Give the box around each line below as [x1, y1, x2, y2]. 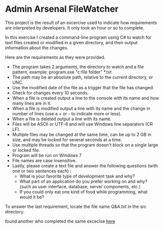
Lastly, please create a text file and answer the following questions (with [12, 163, 158, 169]
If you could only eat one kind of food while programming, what [19, 189, 148, 195]
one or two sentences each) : [12, 168, 72, 174]
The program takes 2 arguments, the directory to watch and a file [12, 64, 144, 70]
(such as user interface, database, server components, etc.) [19, 183, 141, 189]
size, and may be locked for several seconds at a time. [12, 136, 122, 143]
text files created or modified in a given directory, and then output [5, 39, 138, 45]
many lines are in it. [12, 100, 51, 106]
